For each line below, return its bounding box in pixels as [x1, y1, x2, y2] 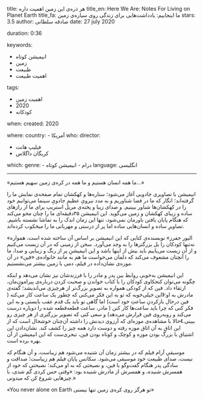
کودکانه [15, 108, 33, 115]
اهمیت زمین [15, 96, 43, 102]
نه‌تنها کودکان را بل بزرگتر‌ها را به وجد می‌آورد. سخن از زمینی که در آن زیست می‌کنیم [7, 240, 195, 248]
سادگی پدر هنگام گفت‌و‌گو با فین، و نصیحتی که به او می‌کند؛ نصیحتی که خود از [7, 362, 178, 368]
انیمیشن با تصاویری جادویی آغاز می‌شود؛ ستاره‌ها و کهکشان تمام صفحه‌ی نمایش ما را [7, 190, 196, 198]
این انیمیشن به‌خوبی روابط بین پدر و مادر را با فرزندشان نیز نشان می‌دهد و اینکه [7, 271, 184, 278]
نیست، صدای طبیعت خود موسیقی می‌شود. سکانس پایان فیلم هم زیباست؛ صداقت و [7, 355, 193, 362]
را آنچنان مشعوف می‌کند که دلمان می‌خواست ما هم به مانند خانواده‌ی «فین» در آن [7, 253, 189, 260]
